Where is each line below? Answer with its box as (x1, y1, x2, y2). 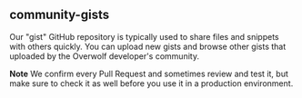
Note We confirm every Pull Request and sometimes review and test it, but (9, 68, 288, 79)
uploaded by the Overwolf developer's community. (9, 50, 200, 62)
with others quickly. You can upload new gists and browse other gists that (9, 41, 287, 52)
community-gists (9, 7, 110, 23)
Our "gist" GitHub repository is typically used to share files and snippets (9, 31, 279, 42)
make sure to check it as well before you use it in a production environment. (9, 77, 294, 89)
